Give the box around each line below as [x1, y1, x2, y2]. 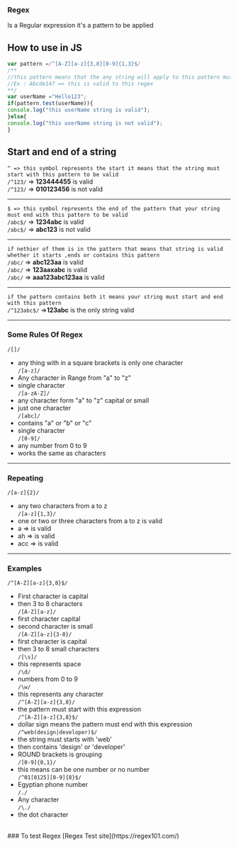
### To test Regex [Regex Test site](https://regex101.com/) [7, 831, 179, 841]
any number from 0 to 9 [17, 441, 87, 449]
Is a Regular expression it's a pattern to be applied [7, 21, 154, 30]
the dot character [17, 810, 69, 819]
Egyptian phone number [17, 780, 89, 789]
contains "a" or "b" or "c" [17, 418, 92, 427]
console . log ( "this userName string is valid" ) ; [7, 106, 151, 114]
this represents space [17, 660, 81, 668]
